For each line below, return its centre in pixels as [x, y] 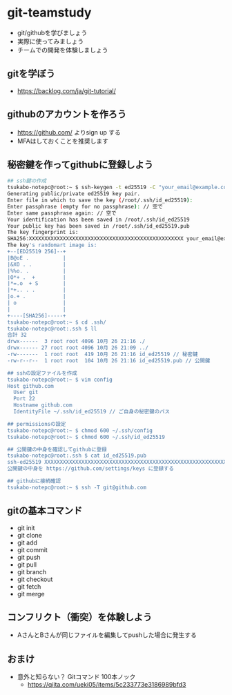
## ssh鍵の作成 [27, 181]
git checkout [35, 579]
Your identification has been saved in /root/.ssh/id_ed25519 [98, 219]
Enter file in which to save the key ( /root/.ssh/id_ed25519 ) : [100, 200]
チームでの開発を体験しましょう [62, 50]
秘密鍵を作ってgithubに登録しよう [80, 165]
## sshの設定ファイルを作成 [42, 373]
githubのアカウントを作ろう [67, 114]
